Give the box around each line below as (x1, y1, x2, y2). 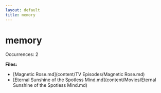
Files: (5, 61, 17, 67)
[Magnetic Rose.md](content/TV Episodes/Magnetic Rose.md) (12, 71, 145, 78)
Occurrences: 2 (5, 51, 39, 58)
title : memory (5, 12, 36, 17)
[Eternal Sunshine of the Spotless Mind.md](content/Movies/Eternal (12, 77, 156, 83)
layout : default (5, 7, 40, 13)
